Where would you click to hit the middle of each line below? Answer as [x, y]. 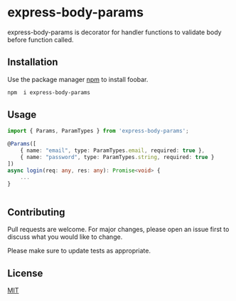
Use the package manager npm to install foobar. [78, 79]
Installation [33, 62]
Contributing [36, 212]
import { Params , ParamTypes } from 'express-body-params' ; [98, 131]
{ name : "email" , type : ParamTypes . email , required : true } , [113, 150]
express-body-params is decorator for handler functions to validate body [114, 32]
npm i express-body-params [49, 92]
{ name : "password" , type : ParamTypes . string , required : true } [117, 158]
